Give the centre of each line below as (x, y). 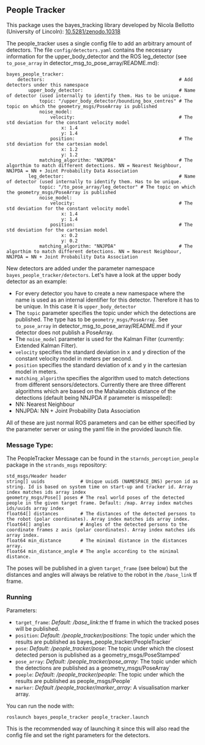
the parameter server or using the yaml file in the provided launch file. (94, 429)
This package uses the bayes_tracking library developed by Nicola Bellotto (100, 25)
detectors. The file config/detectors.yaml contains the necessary (89, 50)
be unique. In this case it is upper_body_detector (76, 306)
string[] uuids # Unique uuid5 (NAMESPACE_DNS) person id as (102, 482)
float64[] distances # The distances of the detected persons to (101, 514)
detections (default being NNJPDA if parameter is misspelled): (94, 397)
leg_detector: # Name (112, 176)
